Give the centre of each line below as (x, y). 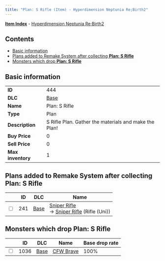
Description (22, 125)
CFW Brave (66, 251)
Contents (20, 39)
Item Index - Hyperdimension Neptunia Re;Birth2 (55, 24)
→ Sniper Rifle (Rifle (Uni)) (80, 212)
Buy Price (19, 136)
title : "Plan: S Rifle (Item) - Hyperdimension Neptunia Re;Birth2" (77, 10)
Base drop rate (101, 243)
